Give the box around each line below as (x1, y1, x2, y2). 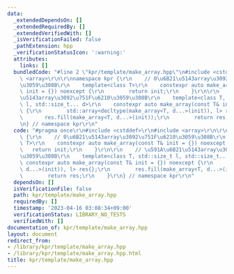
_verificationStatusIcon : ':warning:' (13, 50, 127, 56)
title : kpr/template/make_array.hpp (7, 257, 114, 264)
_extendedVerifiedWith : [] (13, 29, 92, 37)
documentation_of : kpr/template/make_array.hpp (7, 224, 148, 231)
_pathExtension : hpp (13, 43, 73, 50)
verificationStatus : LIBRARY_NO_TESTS (13, 211, 127, 218)
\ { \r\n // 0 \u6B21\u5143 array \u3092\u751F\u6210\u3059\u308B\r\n (19, 133, 226, 140)
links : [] (19, 62, 49, 69)
